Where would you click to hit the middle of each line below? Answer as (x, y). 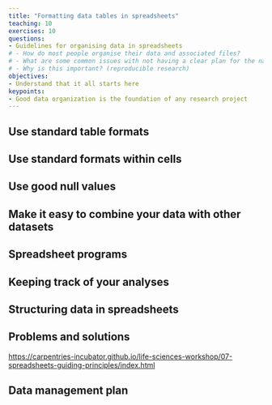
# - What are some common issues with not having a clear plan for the (132, 62)
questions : (27, 38)
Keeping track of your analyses (89, 281)
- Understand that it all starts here (74, 83)
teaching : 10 (30, 23)
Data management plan (68, 391)
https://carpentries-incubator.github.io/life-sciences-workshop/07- (121, 356)
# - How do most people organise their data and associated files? (125, 53)
